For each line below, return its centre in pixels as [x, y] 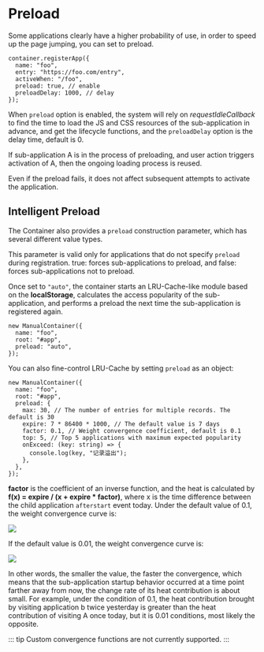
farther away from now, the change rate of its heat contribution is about [124, 590]
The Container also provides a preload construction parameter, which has [128, 230]
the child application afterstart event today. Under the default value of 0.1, [130, 505]
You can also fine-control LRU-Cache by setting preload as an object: [121, 368]
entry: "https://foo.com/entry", [70, 72]
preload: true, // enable [58, 86]
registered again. [35, 311]
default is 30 [32, 417]
